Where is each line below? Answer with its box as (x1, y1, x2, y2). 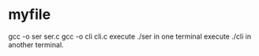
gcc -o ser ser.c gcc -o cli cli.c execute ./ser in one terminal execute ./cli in (8, 32, 251, 41)
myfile (8, 6, 51, 24)
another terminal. (8, 39, 65, 49)
